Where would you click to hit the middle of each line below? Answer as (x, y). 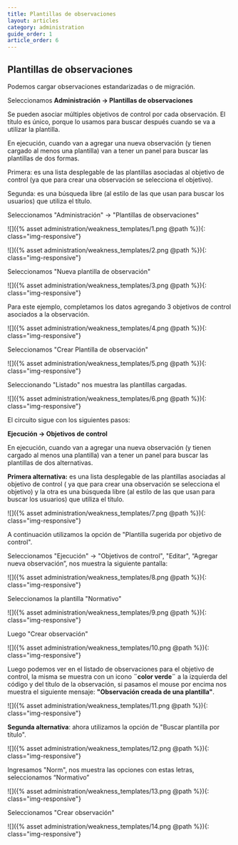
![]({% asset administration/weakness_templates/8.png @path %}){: (107, 577)
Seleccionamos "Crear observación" (61, 812)
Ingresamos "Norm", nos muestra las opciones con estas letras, (101, 769)
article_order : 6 (33, 41)
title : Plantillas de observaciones (62, 14)
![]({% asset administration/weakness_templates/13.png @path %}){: (108, 791)
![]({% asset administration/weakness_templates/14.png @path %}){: (108, 826)
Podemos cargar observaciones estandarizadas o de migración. (102, 86)
